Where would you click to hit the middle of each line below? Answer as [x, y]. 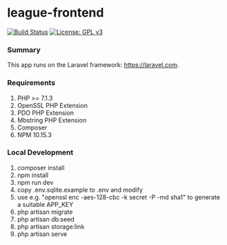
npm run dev [35, 182]
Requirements [31, 83]
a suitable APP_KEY [45, 204]
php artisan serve [42, 234]
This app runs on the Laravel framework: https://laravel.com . [93, 65]
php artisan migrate [45, 212]
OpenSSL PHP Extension [52, 105]
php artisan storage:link [51, 226]
